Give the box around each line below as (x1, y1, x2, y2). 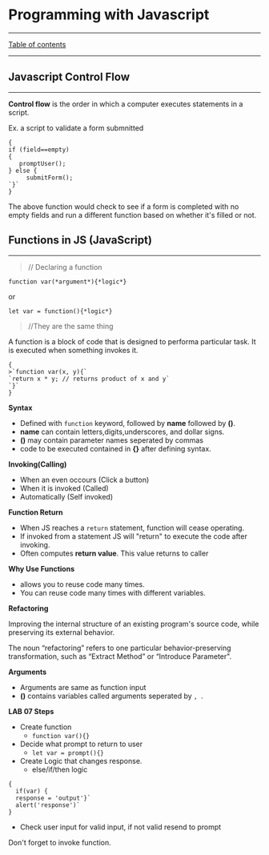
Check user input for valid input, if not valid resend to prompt (19, 822, 222, 832)
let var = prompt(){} (31, 749, 104, 757)
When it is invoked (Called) (19, 483, 110, 493)
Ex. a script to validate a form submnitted (8, 122, 144, 133)
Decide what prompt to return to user (19, 739, 143, 749)
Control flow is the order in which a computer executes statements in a (8, 98, 243, 109)
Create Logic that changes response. (19, 756, 143, 765)
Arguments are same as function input (19, 682, 147, 692)
